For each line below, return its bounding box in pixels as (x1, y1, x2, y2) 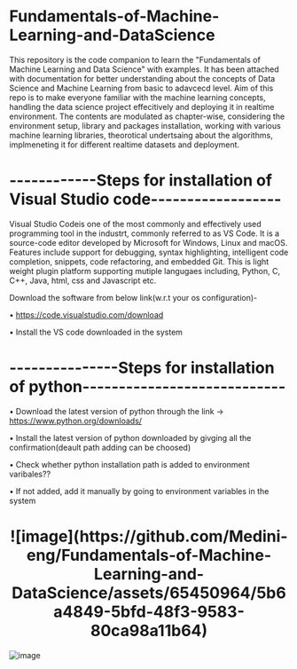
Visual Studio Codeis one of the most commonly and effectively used (9, 218, 262, 229)
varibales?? (9, 468, 51, 479)
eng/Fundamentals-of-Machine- (26, 546, 272, 565)
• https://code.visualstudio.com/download (9, 309, 164, 320)
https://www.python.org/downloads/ (9, 415, 143, 426)
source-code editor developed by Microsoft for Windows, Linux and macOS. (9, 237, 288, 248)
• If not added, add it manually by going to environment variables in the (9, 485, 270, 496)
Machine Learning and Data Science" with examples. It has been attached (9, 64, 279, 75)
